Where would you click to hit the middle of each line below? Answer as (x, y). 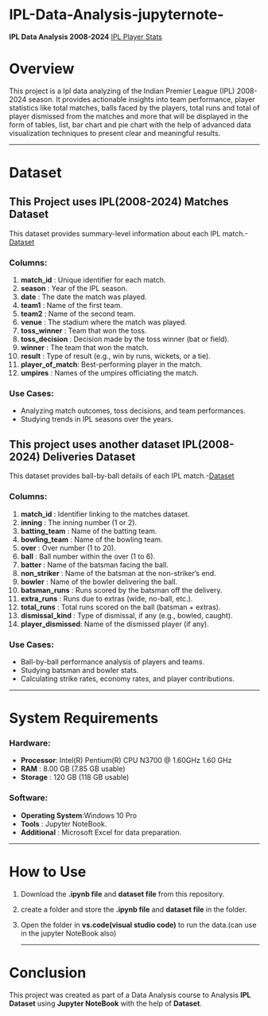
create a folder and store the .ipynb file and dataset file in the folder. (134, 909)
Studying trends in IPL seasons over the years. (97, 419)
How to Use (48, 872)
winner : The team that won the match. (84, 348)
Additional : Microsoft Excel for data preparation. (101, 832)
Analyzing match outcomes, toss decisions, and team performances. (133, 411)
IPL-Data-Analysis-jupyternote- (117, 15)
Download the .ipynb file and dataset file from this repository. (122, 893)
